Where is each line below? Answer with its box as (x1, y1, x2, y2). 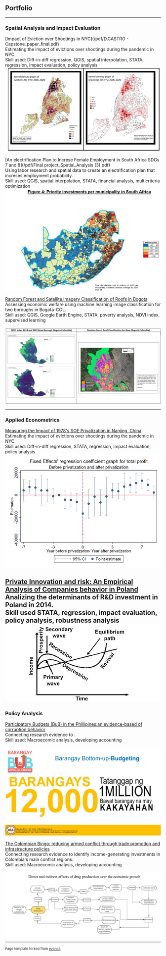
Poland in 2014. (5, 601, 54, 609)
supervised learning (5, 317, 46, 323)
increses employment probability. (5, 173, 73, 179)
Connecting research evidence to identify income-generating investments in (5, 851, 161, 857)
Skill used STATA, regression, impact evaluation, (5, 609, 158, 617)
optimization (5, 183, 31, 189)
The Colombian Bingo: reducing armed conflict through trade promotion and (5, 841, 161, 847)
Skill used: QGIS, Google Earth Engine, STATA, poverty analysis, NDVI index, (5, 312, 160, 318)
